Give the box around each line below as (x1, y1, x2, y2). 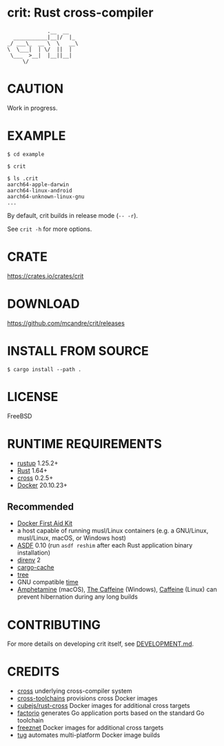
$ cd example (7, 151, 45, 158)
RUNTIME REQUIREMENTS (7, 436, 162, 451)
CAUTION (7, 81, 64, 97)
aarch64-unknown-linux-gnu (7, 193, 85, 200)
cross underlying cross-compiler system (17, 687, 132, 696)
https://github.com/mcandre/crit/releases (7, 319, 125, 327)
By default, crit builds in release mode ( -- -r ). (7, 211, 139, 219)
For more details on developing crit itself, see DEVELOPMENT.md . (7, 640, 194, 648)
